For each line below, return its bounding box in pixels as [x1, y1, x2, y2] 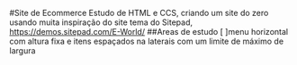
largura [9, 45, 36, 56]
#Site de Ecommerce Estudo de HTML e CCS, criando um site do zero [9, 8, 269, 18]
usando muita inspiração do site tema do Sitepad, [9, 17, 193, 28]
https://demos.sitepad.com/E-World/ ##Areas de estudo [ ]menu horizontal [9, 27, 289, 37]
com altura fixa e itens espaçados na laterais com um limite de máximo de [9, 36, 284, 46]
